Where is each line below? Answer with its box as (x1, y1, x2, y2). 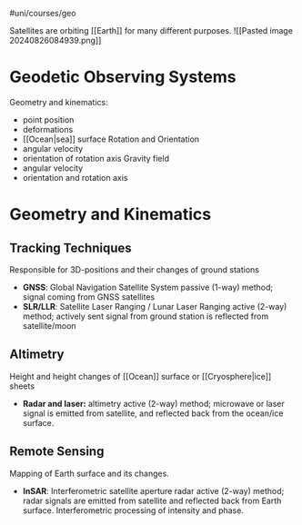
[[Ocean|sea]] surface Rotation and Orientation (22, 134, 200, 144)
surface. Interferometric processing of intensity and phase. (22, 504, 244, 516)
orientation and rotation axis (22, 172, 128, 183)
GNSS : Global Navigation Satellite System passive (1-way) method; (22, 282, 274, 292)
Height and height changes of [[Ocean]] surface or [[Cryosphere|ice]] (9, 371, 272, 381)
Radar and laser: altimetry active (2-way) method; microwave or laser (22, 398, 285, 409)
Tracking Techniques (9, 240, 132, 255)
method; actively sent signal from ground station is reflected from (22, 311, 269, 322)
